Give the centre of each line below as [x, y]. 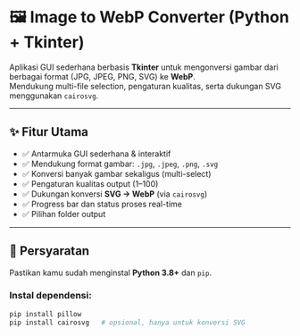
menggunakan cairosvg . [54, 96]
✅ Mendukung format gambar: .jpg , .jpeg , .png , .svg [120, 164]
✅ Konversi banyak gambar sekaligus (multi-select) [117, 173]
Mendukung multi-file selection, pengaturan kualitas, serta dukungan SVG [145, 86]
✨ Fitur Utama [49, 132]
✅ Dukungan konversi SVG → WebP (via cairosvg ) [115, 194]
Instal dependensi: [50, 296]
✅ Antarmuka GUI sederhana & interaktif [96, 154]
